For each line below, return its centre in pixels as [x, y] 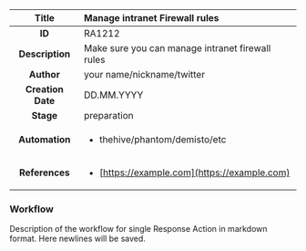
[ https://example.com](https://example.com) [194, 173]
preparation [108, 115]
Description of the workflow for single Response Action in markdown [138, 229]
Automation [44, 139]
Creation [44, 89]
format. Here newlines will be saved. [77, 239]
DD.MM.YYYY [113, 95]
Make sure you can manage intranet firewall [177, 48]
